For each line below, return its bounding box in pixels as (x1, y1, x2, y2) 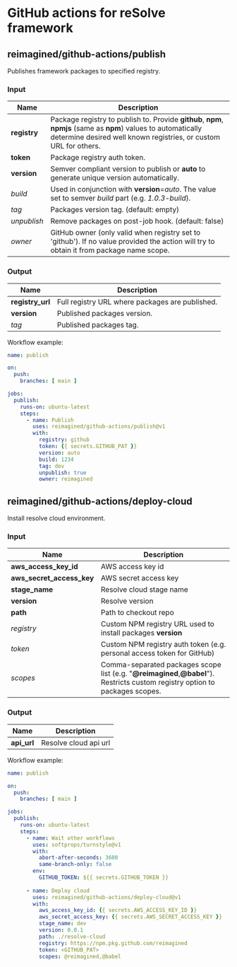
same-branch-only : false (38, 861, 112, 868)
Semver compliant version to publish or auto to (50, 164, 206, 174)
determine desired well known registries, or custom (50, 132, 221, 142)
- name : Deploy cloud (25, 887, 90, 894)
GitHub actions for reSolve (7, 5, 166, 21)
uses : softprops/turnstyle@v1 (32, 841, 121, 848)
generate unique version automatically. (50, 173, 180, 183)
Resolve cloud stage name (101, 585, 188, 594)
